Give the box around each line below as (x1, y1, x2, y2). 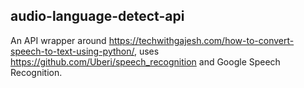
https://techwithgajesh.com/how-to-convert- (108, 34, 295, 46)
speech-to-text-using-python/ (10, 45, 135, 57)
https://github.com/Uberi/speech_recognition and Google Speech (10, 55, 281, 68)
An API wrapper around (10, 34, 107, 46)
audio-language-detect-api (10, 8, 185, 25)
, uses (133, 45, 160, 57)
